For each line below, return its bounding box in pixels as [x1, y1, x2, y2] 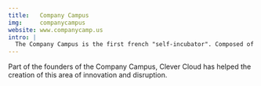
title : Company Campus [8, 11, 89, 20]
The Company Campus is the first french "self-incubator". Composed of [15, 41, 255, 48]
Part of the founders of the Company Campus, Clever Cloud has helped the [8, 62, 252, 71]
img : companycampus [8, 19, 86, 27]
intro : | [8, 33, 37, 41]
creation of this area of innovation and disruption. [8, 70, 168, 80]
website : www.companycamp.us [8, 26, 103, 34]
